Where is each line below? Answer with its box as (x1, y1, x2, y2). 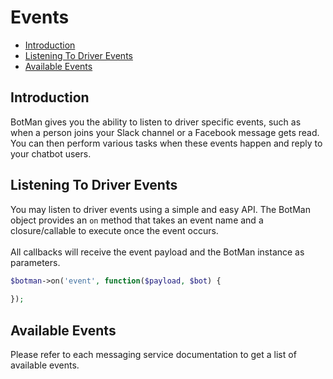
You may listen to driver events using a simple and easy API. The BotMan (10, 203, 311, 215)
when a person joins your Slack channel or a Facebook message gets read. (10, 126, 320, 138)
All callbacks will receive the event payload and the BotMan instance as (10, 246, 305, 258)
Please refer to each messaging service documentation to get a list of (10, 349, 297, 360)
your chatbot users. (10, 147, 92, 160)
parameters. (10, 256, 61, 268)
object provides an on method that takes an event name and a (10, 214, 264, 226)
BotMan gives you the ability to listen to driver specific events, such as (10, 116, 302, 128)
